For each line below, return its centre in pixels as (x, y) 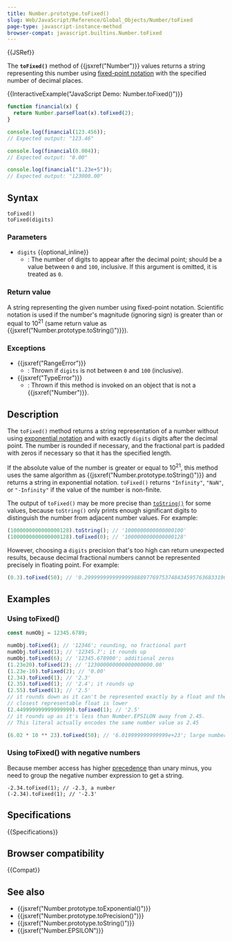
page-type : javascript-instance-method (65, 26)
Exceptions (27, 348)
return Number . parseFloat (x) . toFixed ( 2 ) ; (74, 113)
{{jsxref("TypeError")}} (50, 378)
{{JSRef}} (21, 53)
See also (26, 892)
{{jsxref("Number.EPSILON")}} (60, 931)
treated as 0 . (45, 274)
